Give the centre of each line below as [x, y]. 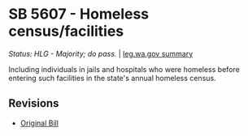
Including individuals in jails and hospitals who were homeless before [124, 69]
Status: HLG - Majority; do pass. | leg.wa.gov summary [101, 53]
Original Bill [39, 123]
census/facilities [66, 31]
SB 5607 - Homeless [79, 14]
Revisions [34, 103]
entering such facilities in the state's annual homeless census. [113, 78]
